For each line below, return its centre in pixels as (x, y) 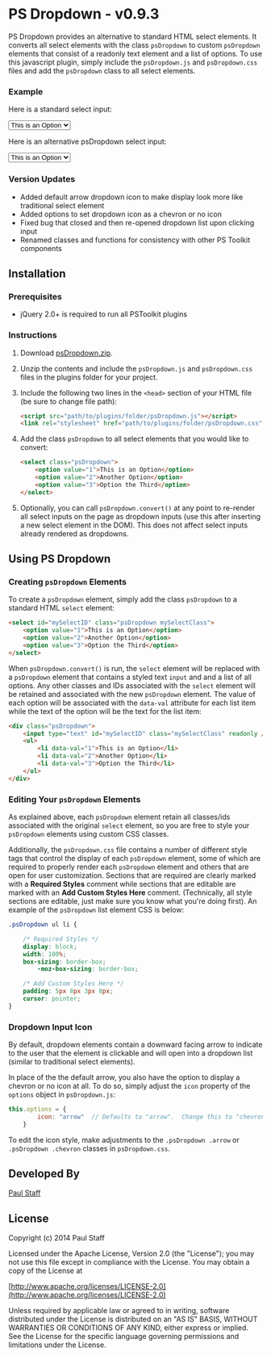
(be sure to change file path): (68, 401)
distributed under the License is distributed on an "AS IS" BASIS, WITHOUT (133, 1319)
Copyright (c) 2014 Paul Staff (56, 1238)
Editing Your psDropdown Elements (75, 799)
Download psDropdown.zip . (66, 353)
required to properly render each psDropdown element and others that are (129, 867)
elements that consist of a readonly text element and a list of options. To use (135, 53)
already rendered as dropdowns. (74, 533)
